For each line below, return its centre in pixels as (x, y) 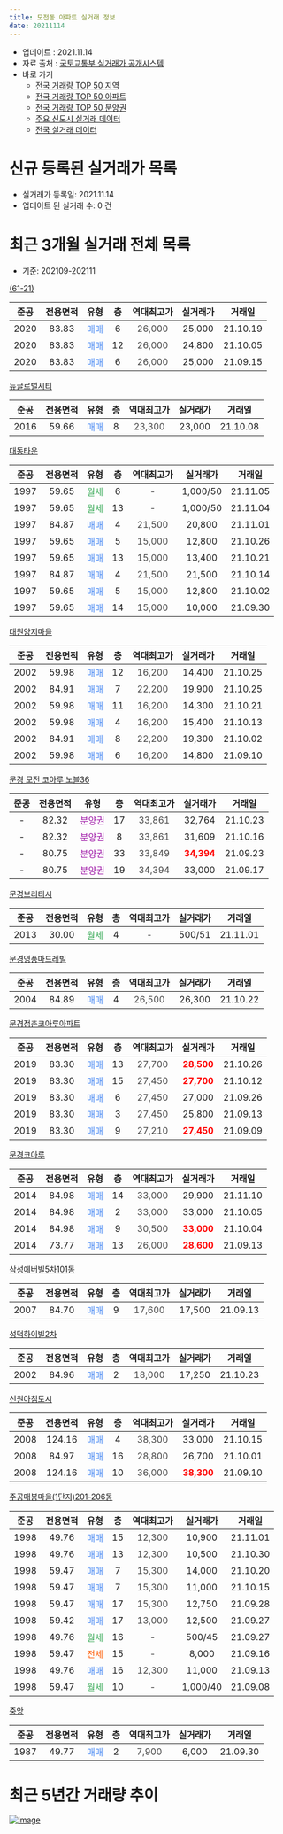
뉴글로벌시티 (31, 386)
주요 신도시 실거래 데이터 (78, 118)
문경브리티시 (31, 894)
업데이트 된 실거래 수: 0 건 (67, 205)
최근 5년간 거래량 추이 (84, 1795)
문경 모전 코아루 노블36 (50, 779)
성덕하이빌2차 (33, 1335)
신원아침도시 (31, 1399)
